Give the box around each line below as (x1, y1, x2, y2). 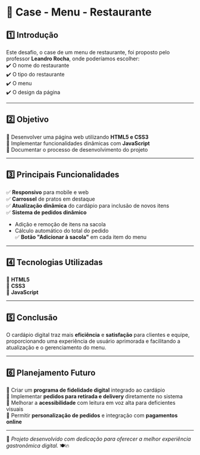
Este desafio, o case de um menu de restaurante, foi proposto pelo (6, 49, 170, 56)
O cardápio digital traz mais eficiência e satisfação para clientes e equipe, (6, 331, 190, 339)
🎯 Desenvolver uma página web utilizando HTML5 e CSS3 (6, 133, 149, 140)
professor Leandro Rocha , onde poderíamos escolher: (6, 55, 140, 62)
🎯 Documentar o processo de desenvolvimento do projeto (6, 146, 148, 153)
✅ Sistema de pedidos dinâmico (6, 208, 87, 216)
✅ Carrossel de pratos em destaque (6, 195, 95, 202)
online (6, 418, 22, 426)
